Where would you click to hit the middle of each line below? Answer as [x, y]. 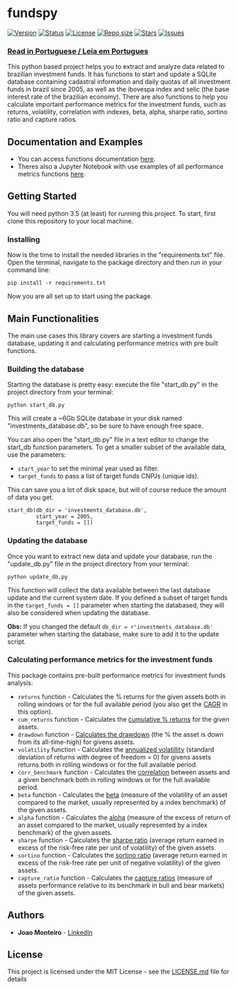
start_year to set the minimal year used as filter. [88, 469]
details [17, 979]
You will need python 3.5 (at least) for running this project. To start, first [112, 213]
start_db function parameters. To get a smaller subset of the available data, [117, 447]
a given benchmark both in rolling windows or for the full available [114, 779]
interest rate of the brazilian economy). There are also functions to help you [118, 97]
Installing [24, 239]
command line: [29, 270]
